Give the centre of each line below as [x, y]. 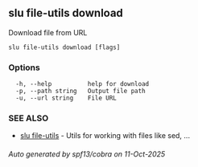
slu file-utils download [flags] [64, 47]
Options [24, 67]
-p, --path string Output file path [81, 92]
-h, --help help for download [82, 84]
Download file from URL [48, 32]
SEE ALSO [29, 118]
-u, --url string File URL [66, 98]
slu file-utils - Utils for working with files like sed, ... [105, 136]
